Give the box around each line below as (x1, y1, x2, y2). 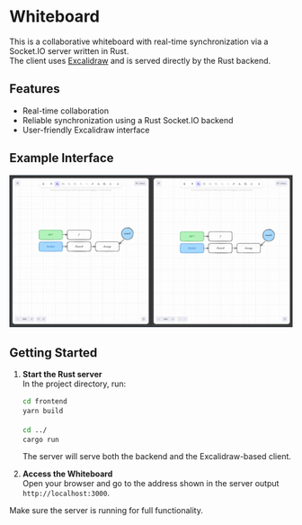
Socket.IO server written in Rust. (9, 45, 129, 56)
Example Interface (9, 150, 114, 166)
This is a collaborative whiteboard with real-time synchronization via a (9, 36, 269, 47)
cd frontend (22, 397, 67, 406)
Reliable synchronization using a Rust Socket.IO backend (22, 114, 234, 125)
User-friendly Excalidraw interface (22, 124, 150, 135)
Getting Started (9, 345, 98, 360)
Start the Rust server (22, 369, 102, 380)
